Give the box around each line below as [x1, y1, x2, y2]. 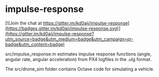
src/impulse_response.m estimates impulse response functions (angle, [5, 51, 152, 57]
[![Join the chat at [5, 20, 42, 26]
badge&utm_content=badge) [5, 41, 65, 47]
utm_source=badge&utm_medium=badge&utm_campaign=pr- [5, 36, 134, 42]
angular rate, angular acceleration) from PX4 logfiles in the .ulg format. [5, 56, 152, 62]
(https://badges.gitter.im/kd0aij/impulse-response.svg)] [5, 25, 121, 31]
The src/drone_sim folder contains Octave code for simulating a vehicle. [5, 66, 154, 72]
